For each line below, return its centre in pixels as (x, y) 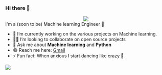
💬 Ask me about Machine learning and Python (62, 45)
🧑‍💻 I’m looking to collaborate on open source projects (69, 40)
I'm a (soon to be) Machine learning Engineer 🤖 (55, 24)
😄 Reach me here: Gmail (39, 50)
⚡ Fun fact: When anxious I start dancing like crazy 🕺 (68, 56)
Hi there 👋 (18, 8)
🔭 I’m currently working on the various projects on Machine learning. (85, 34)
